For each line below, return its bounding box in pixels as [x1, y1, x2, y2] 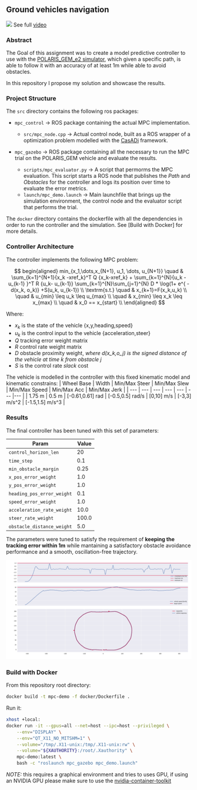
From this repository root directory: [6, 682, 91, 689]
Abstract [6, 35, 32, 44]
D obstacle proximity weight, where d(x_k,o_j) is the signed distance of [14, 350, 187, 357]
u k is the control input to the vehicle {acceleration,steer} [14, 329, 151, 338]
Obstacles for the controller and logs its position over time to [23, 178, 171, 186]
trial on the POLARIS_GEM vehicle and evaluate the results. [14, 155, 158, 162]
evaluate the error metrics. [23, 185, 88, 192]
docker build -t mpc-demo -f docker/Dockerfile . [6, 694, 131, 700]
